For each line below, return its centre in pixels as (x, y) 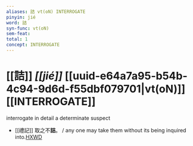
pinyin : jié (21, 17)
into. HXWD (29, 137)
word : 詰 (16, 23)
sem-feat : (18, 34)
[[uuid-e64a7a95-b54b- (126, 76)
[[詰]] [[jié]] (34, 76)
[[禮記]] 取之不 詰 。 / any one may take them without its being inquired (100, 130)
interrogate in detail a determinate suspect (58, 118)
